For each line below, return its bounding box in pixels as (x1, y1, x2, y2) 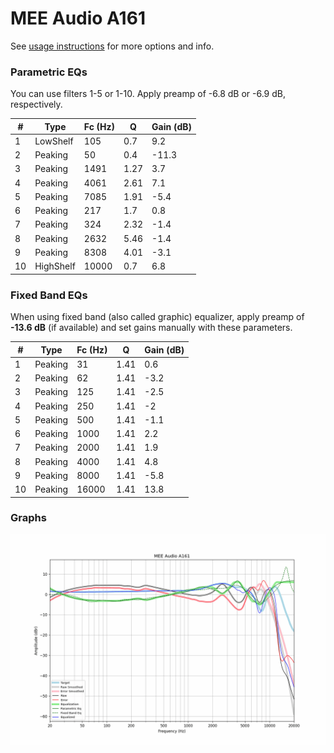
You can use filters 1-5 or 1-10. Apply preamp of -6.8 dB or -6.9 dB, (10, 88, 286, 100)
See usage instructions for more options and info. (10, 40, 215, 52)
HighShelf (34, 260, 76, 272)
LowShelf (34, 135, 74, 147)
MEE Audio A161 (10, 7, 146, 30)
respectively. (10, 98, 63, 111)
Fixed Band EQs (10, 288, 88, 302)
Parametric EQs (10, 65, 88, 79)
